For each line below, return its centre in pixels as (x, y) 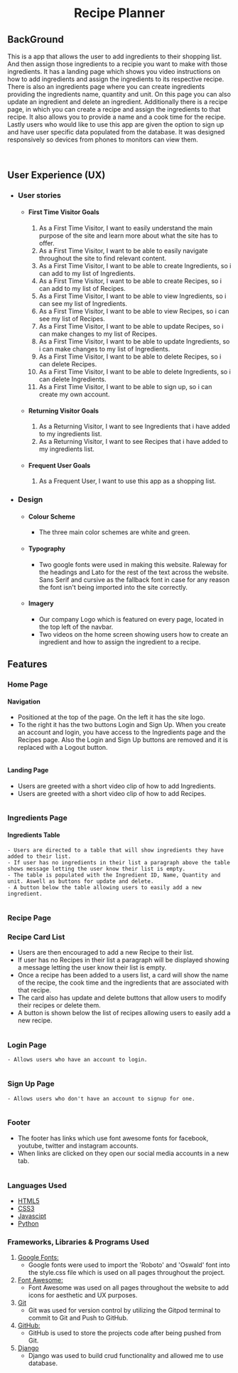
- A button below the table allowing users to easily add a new (104, 887)
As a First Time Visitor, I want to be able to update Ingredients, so (134, 341)
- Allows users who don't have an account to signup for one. (101, 1098)
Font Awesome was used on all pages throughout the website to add (129, 1288)
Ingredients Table (34, 835)
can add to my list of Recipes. (82, 288)
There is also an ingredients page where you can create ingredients (106, 86)
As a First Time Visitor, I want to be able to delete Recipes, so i (130, 356)
